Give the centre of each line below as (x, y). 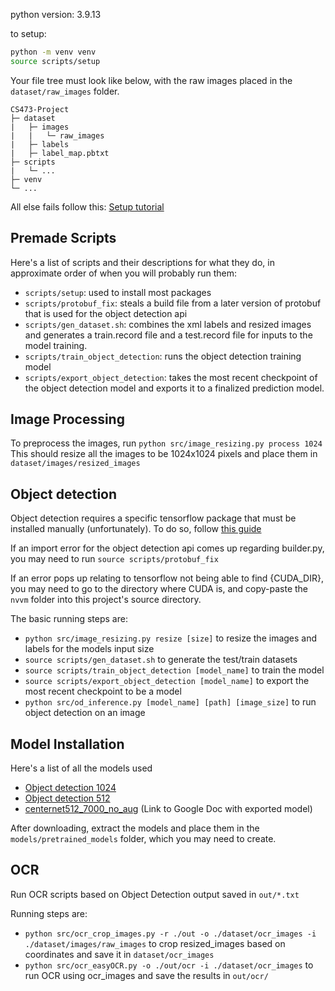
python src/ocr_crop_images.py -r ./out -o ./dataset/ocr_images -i (170, 934)
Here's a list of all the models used (81, 768)
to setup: (28, 33)
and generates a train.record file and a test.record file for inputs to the (168, 335)
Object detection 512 (67, 798)
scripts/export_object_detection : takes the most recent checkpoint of (171, 377)
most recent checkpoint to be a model (103, 691)
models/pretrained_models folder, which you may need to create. (143, 838)
